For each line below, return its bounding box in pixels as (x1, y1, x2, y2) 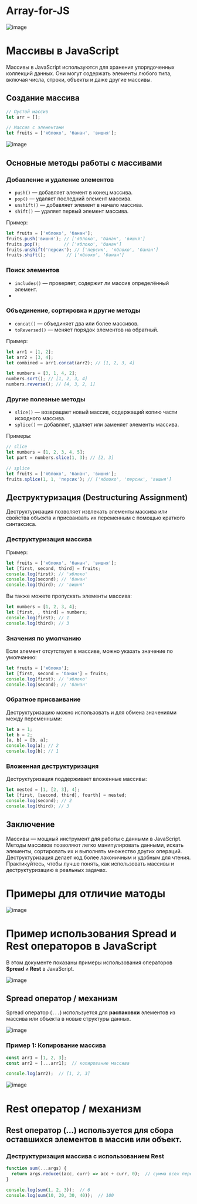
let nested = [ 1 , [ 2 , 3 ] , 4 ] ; (6, 787, 80, 793)
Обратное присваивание (6, 695, 81, 703)
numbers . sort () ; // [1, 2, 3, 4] (6, 376, 88, 382)
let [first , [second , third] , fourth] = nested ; (6, 792, 127, 799)
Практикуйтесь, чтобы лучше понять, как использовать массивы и (6, 860, 175, 867)
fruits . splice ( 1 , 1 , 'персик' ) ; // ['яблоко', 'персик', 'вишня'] (6, 476, 172, 482)
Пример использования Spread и (6, 927, 177, 940)
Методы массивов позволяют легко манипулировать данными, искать (6, 841, 184, 848)
